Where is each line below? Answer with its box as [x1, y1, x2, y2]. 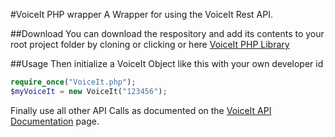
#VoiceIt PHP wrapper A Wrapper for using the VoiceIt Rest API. [10, 9, 273, 20]
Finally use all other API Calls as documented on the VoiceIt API [10, 104, 272, 116]
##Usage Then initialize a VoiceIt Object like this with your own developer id [10, 58, 324, 69]
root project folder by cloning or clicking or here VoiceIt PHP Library [10, 39, 290, 50]
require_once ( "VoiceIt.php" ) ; [10, 77, 137, 87]
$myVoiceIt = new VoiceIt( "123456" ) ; [10, 86, 168, 96]
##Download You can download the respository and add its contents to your [10, 28, 325, 39]
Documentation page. [10, 115, 100, 127]
